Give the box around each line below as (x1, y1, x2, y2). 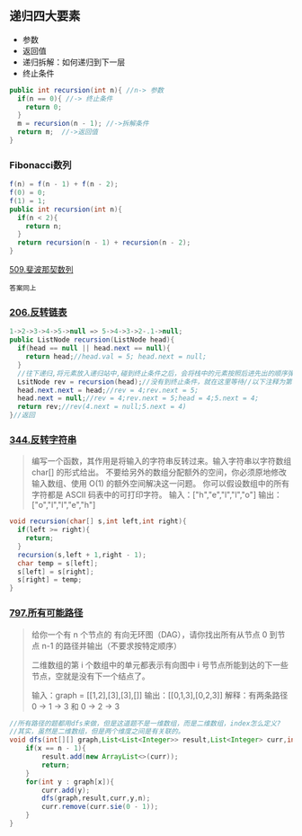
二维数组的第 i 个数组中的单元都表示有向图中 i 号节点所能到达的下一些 (31, 659, 289, 670)
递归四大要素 (9, 8, 81, 24)
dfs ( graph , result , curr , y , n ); (41, 794, 151, 803)
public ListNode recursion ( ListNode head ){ (9, 335, 175, 344)
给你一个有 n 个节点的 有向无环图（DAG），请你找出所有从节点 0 (31, 628, 268, 640)
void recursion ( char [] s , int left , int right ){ (9, 517, 187, 526)
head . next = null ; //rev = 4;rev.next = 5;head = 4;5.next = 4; (17, 394, 259, 403)
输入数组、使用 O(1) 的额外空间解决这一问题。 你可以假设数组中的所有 (31, 478, 290, 489)
